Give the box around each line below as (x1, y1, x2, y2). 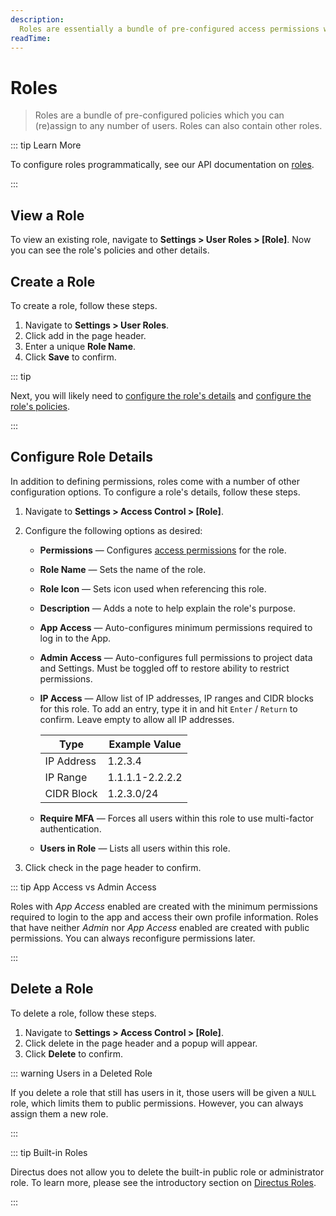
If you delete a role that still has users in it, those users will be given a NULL (10, 1086, 317, 1098)
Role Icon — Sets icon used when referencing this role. (39, 582, 267, 595)
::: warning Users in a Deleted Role (10, 1067, 153, 1079)
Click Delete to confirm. (24, 1047, 124, 1060)
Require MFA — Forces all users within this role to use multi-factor (39, 812, 315, 824)
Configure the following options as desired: (24, 524, 203, 536)
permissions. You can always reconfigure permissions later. (10, 932, 256, 944)
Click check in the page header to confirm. (24, 861, 202, 873)
